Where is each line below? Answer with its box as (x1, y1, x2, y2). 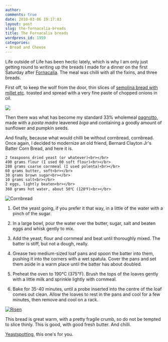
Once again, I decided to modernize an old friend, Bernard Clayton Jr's (5, 140, 152, 146)
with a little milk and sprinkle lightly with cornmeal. (12, 276, 117, 282)
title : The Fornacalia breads (5, 31, 69, 36)
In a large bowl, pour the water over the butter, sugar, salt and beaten (12, 220, 156, 226)
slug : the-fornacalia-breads (5, 26, 66, 31)
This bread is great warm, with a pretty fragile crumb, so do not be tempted (5, 316, 161, 322)
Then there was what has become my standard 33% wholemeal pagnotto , (5, 114, 158, 120)
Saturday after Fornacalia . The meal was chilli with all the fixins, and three (5, 69, 157, 75)
